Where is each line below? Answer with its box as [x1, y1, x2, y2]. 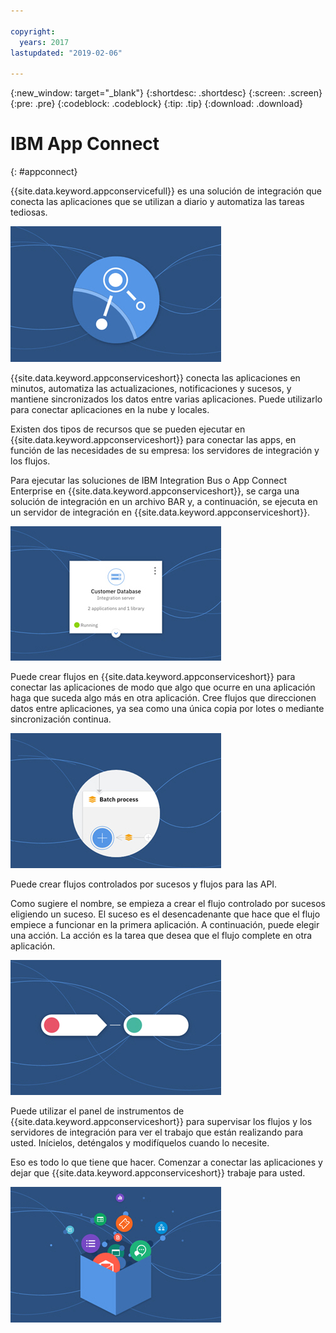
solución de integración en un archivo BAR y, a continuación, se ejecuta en [10, 496, 318, 508]
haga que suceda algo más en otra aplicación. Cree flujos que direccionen [10, 692, 317, 704]
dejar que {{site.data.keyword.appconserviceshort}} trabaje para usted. [10, 1167, 306, 1179]
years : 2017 [19, 37, 70, 47]
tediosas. [10, 206, 48, 219]
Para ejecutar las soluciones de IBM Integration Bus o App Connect [10, 475, 288, 487]
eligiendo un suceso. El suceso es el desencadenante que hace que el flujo [10, 908, 321, 920]
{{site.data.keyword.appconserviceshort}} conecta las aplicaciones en [10, 372, 301, 384]
